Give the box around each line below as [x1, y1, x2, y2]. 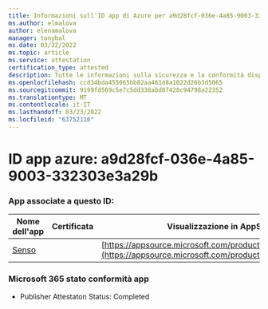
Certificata [51, 221, 94, 232]
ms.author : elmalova [8, 19, 77, 27]
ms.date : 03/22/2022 [8, 42, 77, 50]
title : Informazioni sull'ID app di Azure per [8, 11, 166, 20]
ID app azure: [8, 150, 98, 168]
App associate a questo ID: [8, 195, 114, 206]
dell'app [12, 226, 45, 237]
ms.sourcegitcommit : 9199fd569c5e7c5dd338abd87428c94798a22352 [8, 85, 223, 94]
